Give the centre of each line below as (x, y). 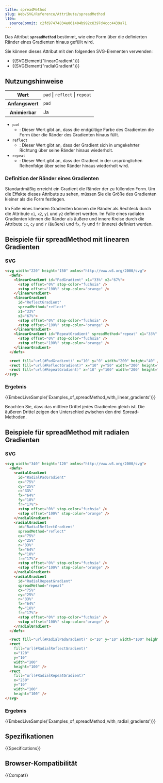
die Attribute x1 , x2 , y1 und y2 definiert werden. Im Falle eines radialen (75, 214)
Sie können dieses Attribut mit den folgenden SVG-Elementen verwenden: (79, 51)
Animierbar (23, 113)
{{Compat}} (16, 775)
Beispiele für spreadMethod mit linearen (67, 239)
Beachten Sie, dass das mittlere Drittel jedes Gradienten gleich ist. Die (75, 407)
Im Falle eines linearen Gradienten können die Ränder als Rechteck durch (78, 209)
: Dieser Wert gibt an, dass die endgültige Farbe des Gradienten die (87, 130)
